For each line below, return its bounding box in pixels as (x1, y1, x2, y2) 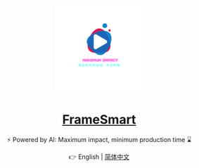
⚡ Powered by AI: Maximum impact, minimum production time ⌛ (6, 135, 192, 143)
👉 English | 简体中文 (68, 153, 130, 161)
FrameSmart (62, 112, 136, 128)
